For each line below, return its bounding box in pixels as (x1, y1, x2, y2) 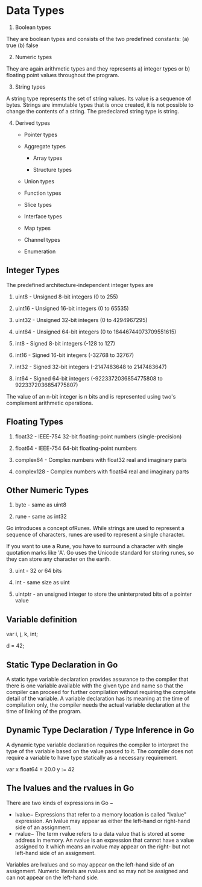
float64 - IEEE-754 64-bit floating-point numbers (14, 444, 137, 452)
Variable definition (6, 614, 77, 625)
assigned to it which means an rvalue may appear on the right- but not (14, 842, 191, 850)
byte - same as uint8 (14, 501, 67, 508)
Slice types (24, 201, 52, 208)
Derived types (14, 119, 50, 127)
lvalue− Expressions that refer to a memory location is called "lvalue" (14, 810, 187, 818)
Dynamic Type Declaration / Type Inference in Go (6, 725, 195, 736)
